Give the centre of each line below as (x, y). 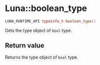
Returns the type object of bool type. (42, 57)
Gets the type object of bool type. (39, 30)
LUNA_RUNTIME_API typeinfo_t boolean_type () (50, 21)
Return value (25, 45)
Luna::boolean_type (46, 8)
